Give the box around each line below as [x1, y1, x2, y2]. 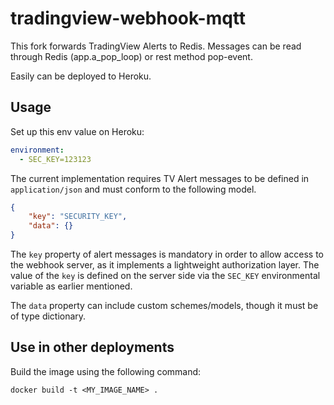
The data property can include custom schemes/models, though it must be [10, 300, 319, 311]
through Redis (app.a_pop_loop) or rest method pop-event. [10, 50, 253, 62]
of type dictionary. [10, 310, 87, 322]
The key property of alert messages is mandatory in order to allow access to [10, 248, 324, 260]
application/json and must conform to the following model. [10, 183, 257, 195]
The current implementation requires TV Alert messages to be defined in [10, 172, 310, 184]
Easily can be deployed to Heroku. [10, 70, 152, 82]
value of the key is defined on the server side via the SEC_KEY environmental [10, 270, 321, 281]
